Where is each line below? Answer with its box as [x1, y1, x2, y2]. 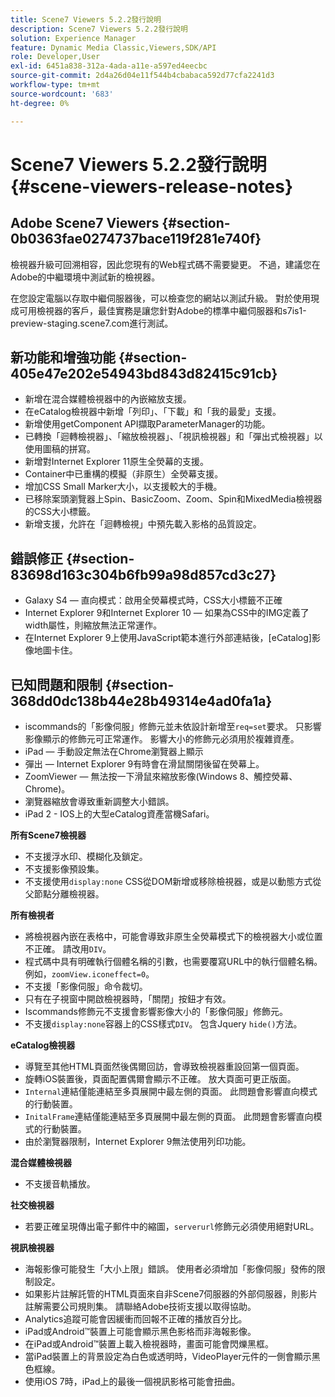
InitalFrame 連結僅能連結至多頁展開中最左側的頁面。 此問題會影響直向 [24, 1110, 314, 1122]
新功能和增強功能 [10, 349, 116, 366]
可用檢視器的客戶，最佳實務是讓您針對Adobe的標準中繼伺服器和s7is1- [18, 304, 307, 316]
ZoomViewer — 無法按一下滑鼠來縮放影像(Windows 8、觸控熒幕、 [24, 770, 298, 782]
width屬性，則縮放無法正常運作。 [24, 619, 163, 631]
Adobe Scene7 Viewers [10, 215, 160, 232]
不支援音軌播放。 [24, 1177, 96, 1190]
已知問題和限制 [10, 676, 103, 693]
